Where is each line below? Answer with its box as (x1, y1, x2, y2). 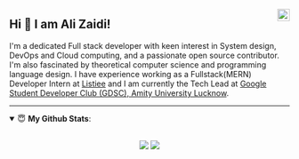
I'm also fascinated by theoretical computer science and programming (9, 59, 267, 70)
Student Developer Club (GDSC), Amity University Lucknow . (9, 87, 230, 98)
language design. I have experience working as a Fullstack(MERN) (9, 68, 252, 79)
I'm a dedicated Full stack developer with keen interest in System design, (9, 40, 277, 51)
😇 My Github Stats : (17, 113, 92, 123)
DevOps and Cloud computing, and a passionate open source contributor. (9, 50, 280, 60)
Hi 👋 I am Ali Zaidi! (9, 17, 111, 32)
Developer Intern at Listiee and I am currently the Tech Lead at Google (9, 78, 267, 89)
